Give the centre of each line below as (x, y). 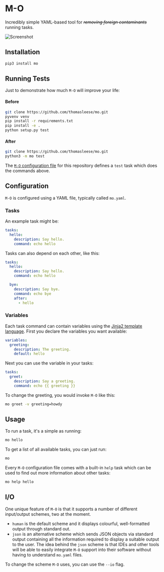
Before (12, 102)
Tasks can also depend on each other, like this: (52, 253)
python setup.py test (27, 130)
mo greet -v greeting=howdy (34, 404)
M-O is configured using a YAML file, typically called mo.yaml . (66, 198)
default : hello (29, 354)
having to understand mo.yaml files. (47, 555)
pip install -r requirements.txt (39, 121)
